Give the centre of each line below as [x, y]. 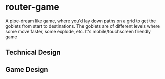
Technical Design [33, 53]
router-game [32, 7]
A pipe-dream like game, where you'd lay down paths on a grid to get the [81, 21]
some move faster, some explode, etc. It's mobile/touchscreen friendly [78, 31]
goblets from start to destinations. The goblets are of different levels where [83, 26]
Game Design [27, 70]
